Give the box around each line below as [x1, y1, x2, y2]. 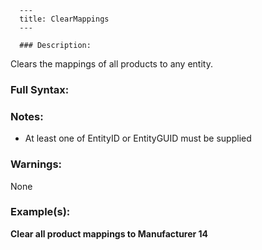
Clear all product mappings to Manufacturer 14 [10, 227, 209, 240]
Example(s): [10, 205, 71, 219]
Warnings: [10, 157, 63, 171]
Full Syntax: [10, 82, 70, 96]
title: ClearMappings [19, 14, 110, 24]
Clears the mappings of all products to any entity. [10, 58, 213, 70]
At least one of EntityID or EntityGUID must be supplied [24, 132, 252, 145]
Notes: [10, 109, 44, 123]
